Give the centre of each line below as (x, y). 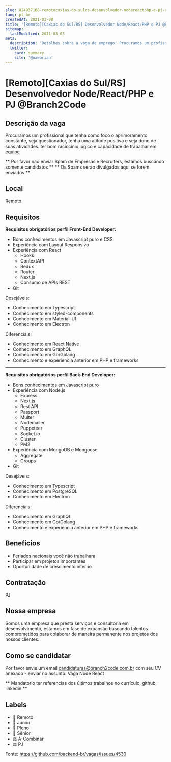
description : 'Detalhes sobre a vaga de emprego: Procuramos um (79, 43)
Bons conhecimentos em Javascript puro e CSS (63, 239)
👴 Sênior (22, 733)
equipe (13, 152)
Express (29, 396)
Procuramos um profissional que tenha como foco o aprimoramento (76, 135)
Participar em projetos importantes (49, 561)
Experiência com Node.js (39, 390)
